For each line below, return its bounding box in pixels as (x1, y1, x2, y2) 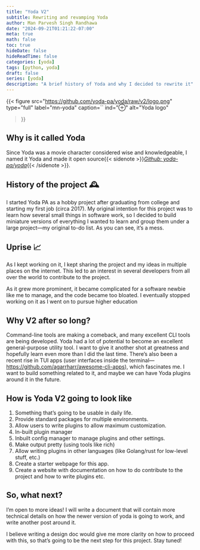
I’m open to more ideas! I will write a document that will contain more (6, 506, 176, 513)
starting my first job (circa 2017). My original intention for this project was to (6, 205, 193, 212)
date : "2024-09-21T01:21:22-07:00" (6, 25, 95, 32)
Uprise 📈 (6, 242, 42, 252)
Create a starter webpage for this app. (14, 460, 109, 467)
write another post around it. (6, 519, 76, 526)
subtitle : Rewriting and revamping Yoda (6, 14, 109, 20)
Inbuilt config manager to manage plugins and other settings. (14, 435, 165, 442)
